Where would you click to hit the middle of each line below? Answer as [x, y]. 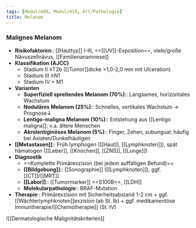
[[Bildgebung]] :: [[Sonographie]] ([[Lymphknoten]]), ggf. [92, 169]
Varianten [27, 88]
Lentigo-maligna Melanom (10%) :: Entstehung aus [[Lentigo [97, 119]
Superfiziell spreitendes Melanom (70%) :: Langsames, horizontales [107, 94]
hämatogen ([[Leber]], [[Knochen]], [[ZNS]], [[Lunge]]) [81, 150]
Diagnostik [28, 157]
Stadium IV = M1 [43, 82]
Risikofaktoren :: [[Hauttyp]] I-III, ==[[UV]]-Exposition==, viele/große [98, 50]
